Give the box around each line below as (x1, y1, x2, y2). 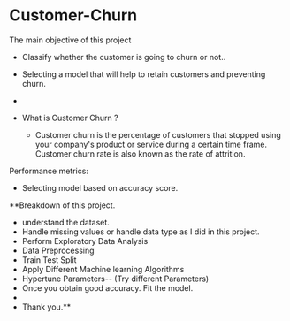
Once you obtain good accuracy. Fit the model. (21, 282, 194, 293)
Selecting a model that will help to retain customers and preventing (21, 68, 266, 80)
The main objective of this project (9, 34, 132, 45)
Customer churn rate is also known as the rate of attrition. (34, 148, 246, 159)
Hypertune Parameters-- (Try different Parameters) (21, 273, 210, 284)
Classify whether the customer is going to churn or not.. (21, 51, 226, 62)
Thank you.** (21, 302, 72, 312)
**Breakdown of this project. (9, 200, 116, 210)
